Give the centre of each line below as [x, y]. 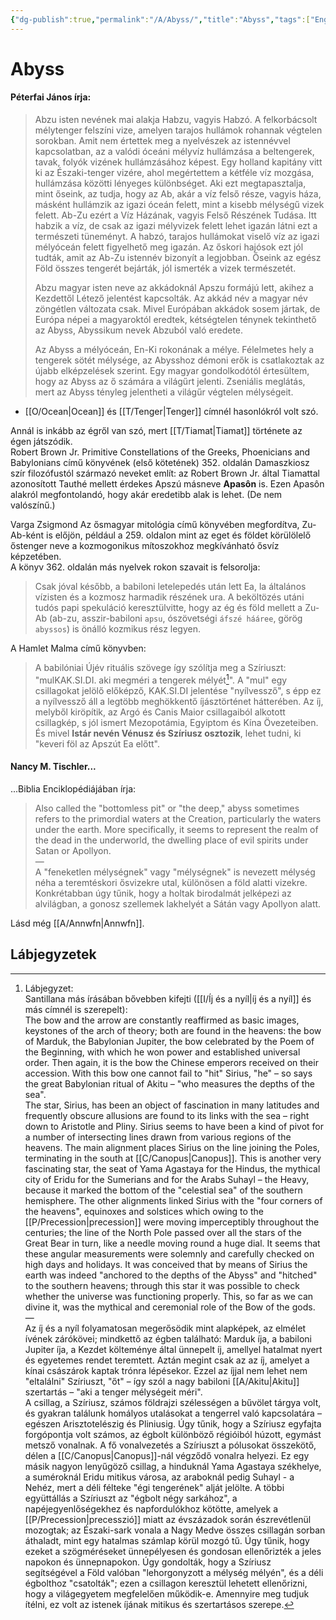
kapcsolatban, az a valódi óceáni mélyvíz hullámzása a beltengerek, [174, 152]
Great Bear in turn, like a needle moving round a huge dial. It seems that [172, 1243]
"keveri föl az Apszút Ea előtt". [97, 743]
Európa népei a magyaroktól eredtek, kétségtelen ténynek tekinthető [175, 320]
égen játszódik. [41, 442]
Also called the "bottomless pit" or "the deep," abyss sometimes [167, 808]
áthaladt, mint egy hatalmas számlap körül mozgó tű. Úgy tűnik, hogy [167, 1540]
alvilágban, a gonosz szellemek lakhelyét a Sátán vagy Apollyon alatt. [178, 903]
